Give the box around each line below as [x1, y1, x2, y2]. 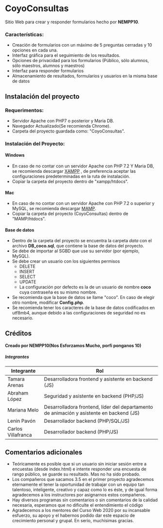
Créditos [5, 329, 32, 337]
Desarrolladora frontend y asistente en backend [44, 376, 153, 382]
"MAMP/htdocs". [12, 216, 46, 222]
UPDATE [19, 279, 36, 285]
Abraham [7, 390, 29, 396]
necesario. [12, 315, 33, 321]
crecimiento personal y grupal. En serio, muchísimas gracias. [12, 518, 134, 524]
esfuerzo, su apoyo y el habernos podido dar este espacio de [12, 512, 135, 518]
